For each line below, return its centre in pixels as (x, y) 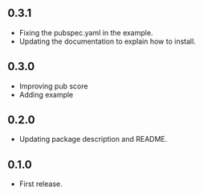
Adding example (46, 94)
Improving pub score (53, 86)
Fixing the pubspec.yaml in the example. (86, 32)
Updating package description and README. (93, 139)
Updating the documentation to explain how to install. (107, 41)
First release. (41, 184)
